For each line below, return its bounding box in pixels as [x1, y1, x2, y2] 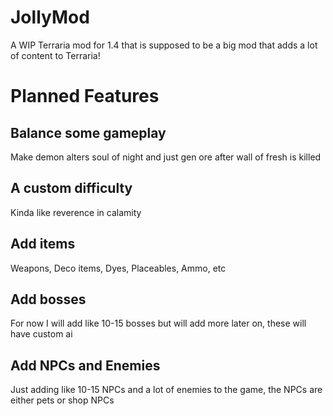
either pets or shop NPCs [10, 394, 115, 406]
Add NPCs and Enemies [10, 357, 161, 374]
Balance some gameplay [10, 124, 167, 141]
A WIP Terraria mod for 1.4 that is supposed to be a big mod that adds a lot [10, 39, 318, 51]
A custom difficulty [10, 180, 133, 197]
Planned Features [10, 85, 160, 108]
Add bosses [10, 291, 87, 308]
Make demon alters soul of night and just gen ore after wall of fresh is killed [10, 151, 322, 163]
